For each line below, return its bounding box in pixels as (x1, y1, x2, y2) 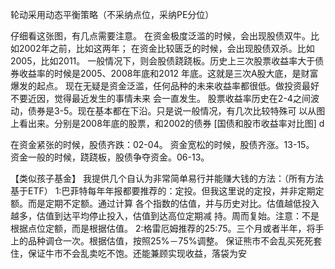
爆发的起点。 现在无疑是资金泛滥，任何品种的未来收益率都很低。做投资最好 (10, 80, 320, 92)
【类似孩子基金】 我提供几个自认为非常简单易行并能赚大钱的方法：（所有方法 (10, 173, 324, 184)
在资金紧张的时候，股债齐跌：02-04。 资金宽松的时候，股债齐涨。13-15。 (10, 139, 315, 150)
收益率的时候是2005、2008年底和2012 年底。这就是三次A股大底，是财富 (18, 68, 319, 79)
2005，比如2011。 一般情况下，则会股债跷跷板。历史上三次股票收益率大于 (10, 55, 316, 67)
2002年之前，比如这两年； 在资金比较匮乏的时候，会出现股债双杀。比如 (18, 43, 315, 54)
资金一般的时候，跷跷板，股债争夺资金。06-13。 (10, 151, 210, 163)
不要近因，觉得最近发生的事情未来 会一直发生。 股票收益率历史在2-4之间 (10, 93, 311, 104)
